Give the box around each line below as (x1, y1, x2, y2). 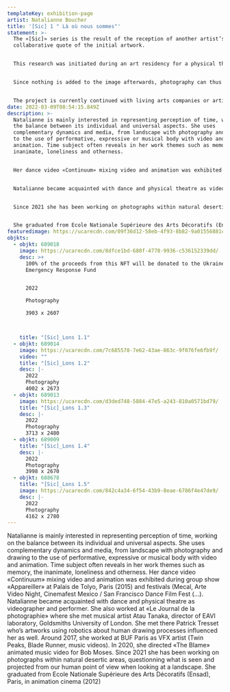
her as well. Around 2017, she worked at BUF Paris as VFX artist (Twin (7, 634, 204, 642)
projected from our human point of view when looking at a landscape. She (7, 663, 216, 671)
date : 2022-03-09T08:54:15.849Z (7, 104, 99, 111)
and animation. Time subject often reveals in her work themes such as (7, 561, 205, 569)
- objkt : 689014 (13, 341, 60, 347)
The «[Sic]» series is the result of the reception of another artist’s (13, 36, 225, 43)
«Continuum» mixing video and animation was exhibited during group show (7, 575, 220, 584)
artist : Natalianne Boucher (7, 16, 88, 23)
